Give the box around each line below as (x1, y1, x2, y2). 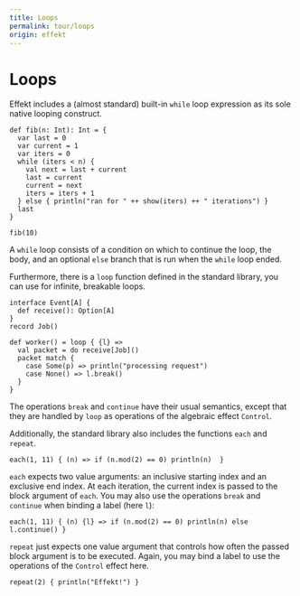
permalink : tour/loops (9, 22, 95, 31)
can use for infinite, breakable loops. (9, 281, 146, 292)
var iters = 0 (17, 150, 70, 159)
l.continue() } (9, 526, 67, 535)
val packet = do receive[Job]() (17, 346, 140, 355)
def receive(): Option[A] (17, 306, 116, 316)
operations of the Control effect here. (9, 561, 149, 572)
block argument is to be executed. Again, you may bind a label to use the (9, 551, 280, 562)
